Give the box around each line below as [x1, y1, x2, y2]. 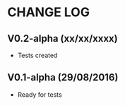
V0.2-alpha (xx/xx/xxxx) [7, 33, 118, 45]
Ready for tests [17, 90, 62, 99]
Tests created [17, 51, 58, 59]
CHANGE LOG [7, 4, 90, 20]
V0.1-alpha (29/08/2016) [7, 71, 119, 83]
